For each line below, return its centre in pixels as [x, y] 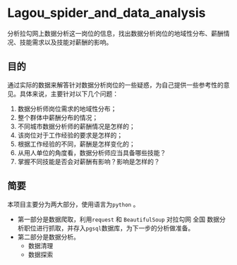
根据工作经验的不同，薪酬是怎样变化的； [76, 144]
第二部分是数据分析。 [48, 237]
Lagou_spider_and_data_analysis [107, 13]
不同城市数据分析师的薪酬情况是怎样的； [76, 126]
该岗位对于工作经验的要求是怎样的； [70, 135]
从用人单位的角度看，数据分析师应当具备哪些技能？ [92, 152]
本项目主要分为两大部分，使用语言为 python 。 [73, 204]
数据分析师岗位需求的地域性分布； [67, 109]
